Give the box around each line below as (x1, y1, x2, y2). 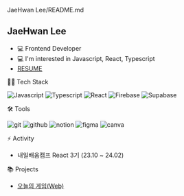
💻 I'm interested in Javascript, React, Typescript (16, 54, 156, 62)
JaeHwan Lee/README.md (7, 6, 84, 14)
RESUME (16, 64, 43, 73)
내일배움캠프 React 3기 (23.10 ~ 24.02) (16, 151, 124, 159)
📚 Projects (7, 164, 39, 173)
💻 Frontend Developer (16, 44, 82, 52)
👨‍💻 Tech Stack (7, 77, 49, 86)
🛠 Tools (7, 104, 31, 112)
